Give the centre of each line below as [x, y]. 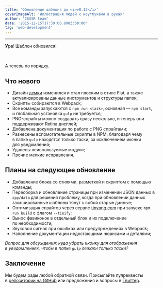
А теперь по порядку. [27, 66]
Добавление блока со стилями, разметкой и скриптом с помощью [81, 182]
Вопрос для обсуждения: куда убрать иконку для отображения [71, 243]
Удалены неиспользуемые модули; [49, 149]
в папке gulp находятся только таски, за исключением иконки [77, 139]
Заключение [25, 263]
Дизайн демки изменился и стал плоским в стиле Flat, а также [77, 92]
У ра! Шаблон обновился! [31, 46]
